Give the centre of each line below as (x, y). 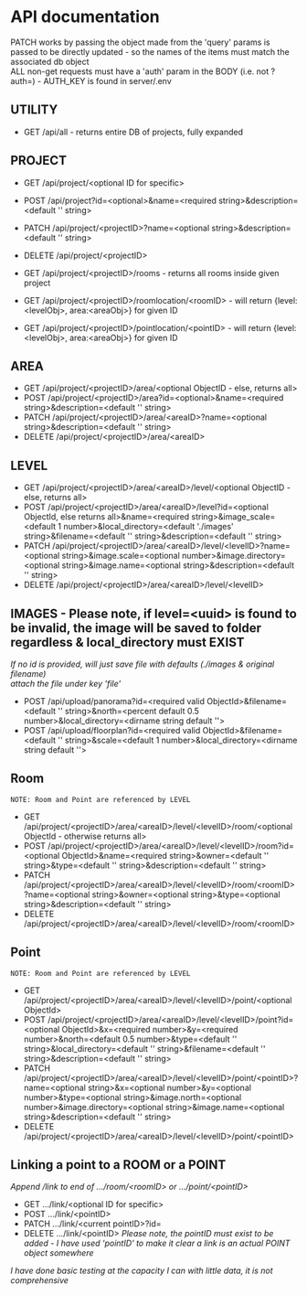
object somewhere (58, 1253)
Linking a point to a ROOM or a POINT (118, 1165)
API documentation (85, 17)
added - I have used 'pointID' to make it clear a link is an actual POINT (157, 1243)
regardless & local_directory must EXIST (127, 642)
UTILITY (34, 110)
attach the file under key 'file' (66, 684)
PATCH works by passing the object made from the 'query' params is (140, 42)
